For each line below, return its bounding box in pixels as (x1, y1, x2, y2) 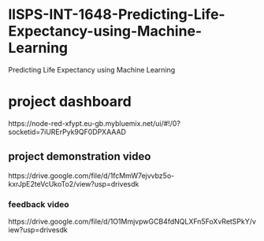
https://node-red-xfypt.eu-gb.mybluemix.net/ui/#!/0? (8, 118, 181, 128)
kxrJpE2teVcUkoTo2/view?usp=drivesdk (8, 179, 139, 188)
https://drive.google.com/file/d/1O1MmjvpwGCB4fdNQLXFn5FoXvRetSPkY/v (8, 217, 256, 226)
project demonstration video (8, 150, 151, 163)
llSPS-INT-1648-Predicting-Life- (8, 6, 226, 24)
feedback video (8, 198, 69, 209)
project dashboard (8, 93, 132, 111)
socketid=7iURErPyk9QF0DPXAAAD (8, 127, 126, 136)
